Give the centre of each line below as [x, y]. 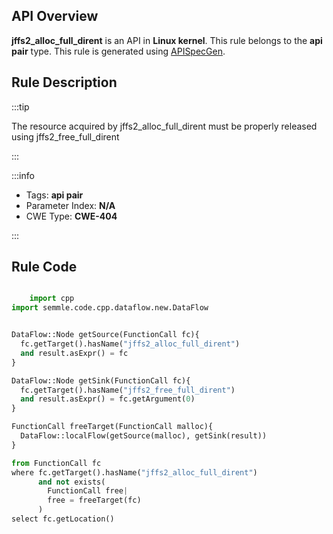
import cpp [52, 299]
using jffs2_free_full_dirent [65, 136]
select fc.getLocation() [63, 519]
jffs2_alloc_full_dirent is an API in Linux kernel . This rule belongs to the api [167, 40]
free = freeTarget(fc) [94, 500]
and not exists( [71, 482]
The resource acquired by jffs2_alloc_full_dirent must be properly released [164, 126]
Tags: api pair [54, 195]
